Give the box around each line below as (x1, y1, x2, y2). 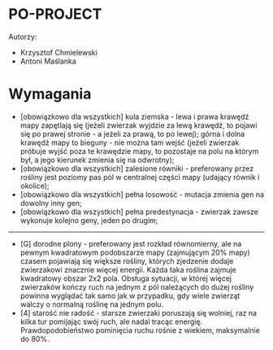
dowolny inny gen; (19, 198, 83, 208)
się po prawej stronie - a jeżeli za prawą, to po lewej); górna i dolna (19, 129, 245, 138)
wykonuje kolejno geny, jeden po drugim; (19, 215, 158, 225)
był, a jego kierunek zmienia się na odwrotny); (19, 155, 175, 164)
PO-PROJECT (8, 5, 102, 24)
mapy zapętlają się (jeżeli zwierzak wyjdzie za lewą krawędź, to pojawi (19, 120, 258, 130)
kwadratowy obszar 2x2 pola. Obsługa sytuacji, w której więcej (19, 273, 232, 283)
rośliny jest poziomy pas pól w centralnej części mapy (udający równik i (19, 172, 260, 182)
